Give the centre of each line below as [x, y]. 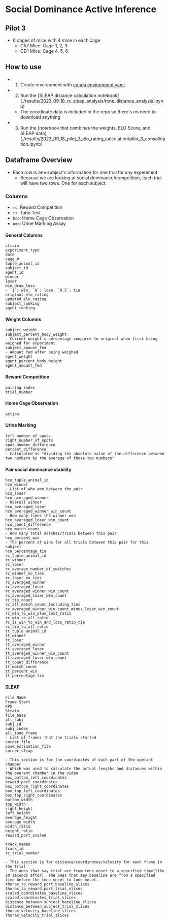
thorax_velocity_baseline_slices [41, 911]
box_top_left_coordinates [32, 791]
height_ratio [19, 831]
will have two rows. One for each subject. [63, 183]
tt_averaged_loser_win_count [36, 658]
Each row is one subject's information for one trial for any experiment [85, 172]
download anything [40, 117]
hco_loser [16, 494]
